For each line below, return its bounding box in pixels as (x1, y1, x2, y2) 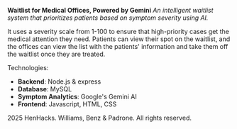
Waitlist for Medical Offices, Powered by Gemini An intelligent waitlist (7, 6, 214, 14)
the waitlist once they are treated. (7, 50, 106, 58)
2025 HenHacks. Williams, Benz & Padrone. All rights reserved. (7, 113, 192, 122)
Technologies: (7, 64, 49, 72)
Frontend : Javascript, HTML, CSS (17, 100, 117, 108)
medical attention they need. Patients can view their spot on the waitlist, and (7, 35, 231, 43)
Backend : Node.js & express (17, 77, 101, 86)
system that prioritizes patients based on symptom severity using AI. (7, 13, 209, 22)
